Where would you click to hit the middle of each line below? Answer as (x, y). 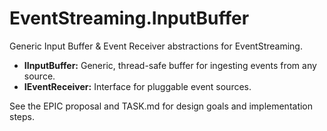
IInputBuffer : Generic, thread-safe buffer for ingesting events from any (170, 65)
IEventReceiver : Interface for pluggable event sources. (137, 86)
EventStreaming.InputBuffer (129, 18)
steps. (22, 116)
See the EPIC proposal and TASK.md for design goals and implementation (161, 106)
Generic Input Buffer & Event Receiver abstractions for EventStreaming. (156, 46)
